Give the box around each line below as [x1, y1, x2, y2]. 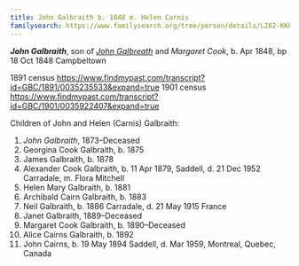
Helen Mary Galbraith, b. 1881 [22, 182, 131, 192]
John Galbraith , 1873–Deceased [22, 135, 140, 145]
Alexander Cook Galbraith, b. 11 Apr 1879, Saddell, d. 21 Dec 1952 [22, 163, 261, 174]
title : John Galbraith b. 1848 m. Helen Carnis [10, 12, 190, 22]
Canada [22, 247, 52, 258]
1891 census [10, 72, 56, 82]
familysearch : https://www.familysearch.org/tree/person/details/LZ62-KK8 [10, 21, 293, 30]
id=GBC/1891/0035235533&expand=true [10, 82, 161, 92]
